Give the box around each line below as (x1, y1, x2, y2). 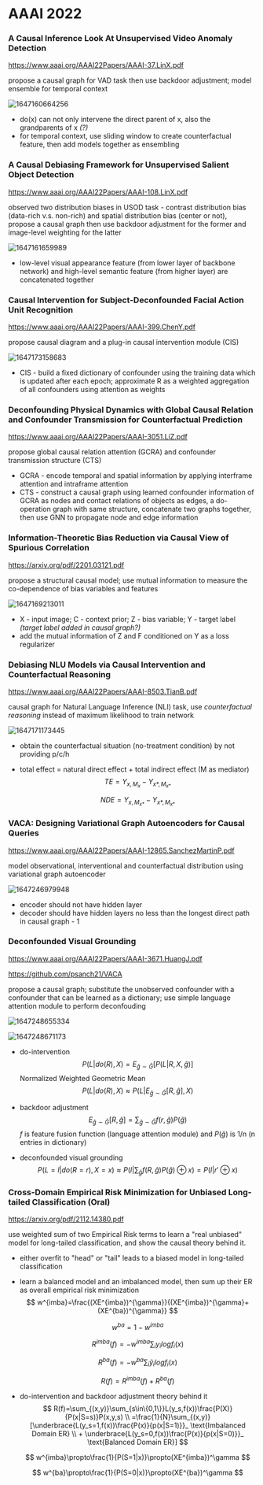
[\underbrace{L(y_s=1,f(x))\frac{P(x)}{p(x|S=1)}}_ (30, 1420, 189, 1430)
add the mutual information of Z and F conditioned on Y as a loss (19, 631, 229, 640)
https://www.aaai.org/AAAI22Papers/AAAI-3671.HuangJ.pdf (8, 954, 203, 963)
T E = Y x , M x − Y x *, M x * (104, 776, 171, 790)
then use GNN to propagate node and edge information (19, 513, 199, 522)
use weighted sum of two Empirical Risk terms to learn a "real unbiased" (8, 1230, 242, 1239)
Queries (8, 828, 39, 839)
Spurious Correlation (8, 543, 90, 554)
